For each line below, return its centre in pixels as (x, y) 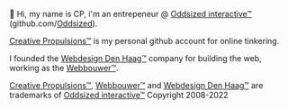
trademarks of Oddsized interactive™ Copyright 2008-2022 (119, 95)
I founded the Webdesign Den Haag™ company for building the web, (136, 58)
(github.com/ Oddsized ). (54, 23)
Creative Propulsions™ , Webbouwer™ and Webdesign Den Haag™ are (136, 85)
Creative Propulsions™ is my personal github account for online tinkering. (144, 41)
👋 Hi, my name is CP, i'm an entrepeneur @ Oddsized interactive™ (130, 14)
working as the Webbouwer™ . (64, 68)
